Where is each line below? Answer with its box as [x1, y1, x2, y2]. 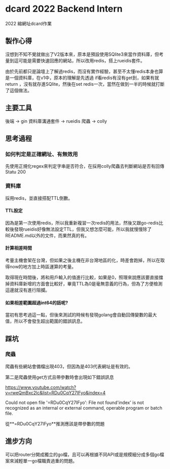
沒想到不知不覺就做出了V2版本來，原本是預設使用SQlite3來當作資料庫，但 [5, 51, 159, 57]
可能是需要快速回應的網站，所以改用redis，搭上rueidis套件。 [18, 57, 145, 63]
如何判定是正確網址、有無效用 [5, 151, 78, 158]
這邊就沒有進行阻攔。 [5, 287, 50, 293]
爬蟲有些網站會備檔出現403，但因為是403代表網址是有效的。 [5, 363, 133, 369]
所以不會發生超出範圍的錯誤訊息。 [14, 318, 85, 324]
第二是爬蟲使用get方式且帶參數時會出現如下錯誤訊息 [5, 374, 114, 380]
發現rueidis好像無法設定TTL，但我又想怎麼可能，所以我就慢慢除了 [14, 226, 152, 232]
